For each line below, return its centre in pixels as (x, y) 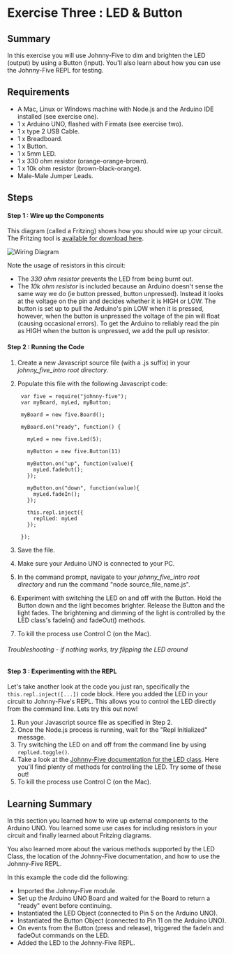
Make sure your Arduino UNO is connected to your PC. (96, 563)
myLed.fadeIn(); (57, 494)
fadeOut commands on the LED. (63, 935)
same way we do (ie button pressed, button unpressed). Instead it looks (120, 294)
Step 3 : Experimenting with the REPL (62, 671)
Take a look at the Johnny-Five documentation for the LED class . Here (118, 760)
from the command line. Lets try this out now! (73, 709)
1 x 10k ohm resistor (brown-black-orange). (79, 168)
